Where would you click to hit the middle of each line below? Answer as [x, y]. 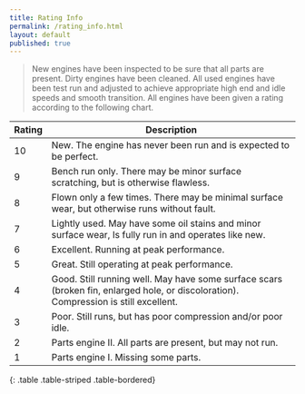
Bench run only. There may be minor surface [147, 172]
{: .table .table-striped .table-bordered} [83, 380]
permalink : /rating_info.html [67, 26]
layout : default [40, 34]
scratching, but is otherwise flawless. [131, 182]
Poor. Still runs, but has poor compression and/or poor [167, 317]
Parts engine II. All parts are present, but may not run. [165, 343]
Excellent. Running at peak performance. [138, 250]
